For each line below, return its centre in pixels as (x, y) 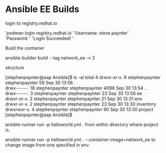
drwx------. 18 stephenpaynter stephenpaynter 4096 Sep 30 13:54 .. (76, 88)
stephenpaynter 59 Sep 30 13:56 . (40, 83)
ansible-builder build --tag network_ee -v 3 (50, 58)
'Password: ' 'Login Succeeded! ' (39, 38)
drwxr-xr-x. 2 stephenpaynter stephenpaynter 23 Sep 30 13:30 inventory (81, 104)
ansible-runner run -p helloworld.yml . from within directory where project (82, 124)
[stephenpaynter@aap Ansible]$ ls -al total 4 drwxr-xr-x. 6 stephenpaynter (83, 77)
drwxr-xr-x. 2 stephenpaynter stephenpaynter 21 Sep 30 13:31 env (74, 99)
